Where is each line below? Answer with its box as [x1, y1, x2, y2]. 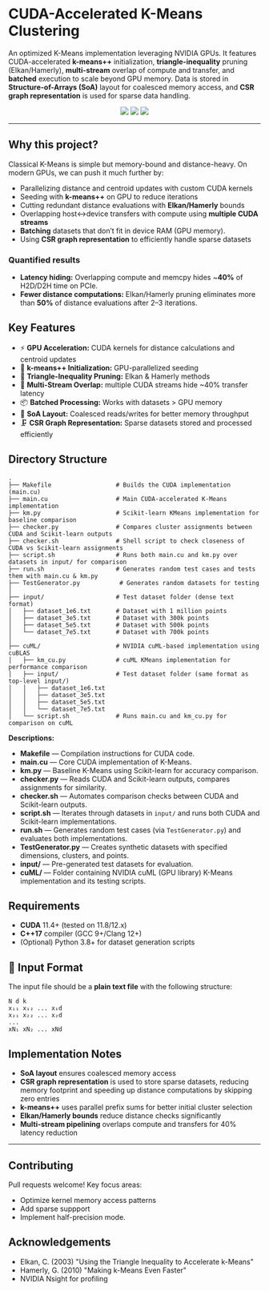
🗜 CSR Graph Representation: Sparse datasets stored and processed [19, 418, 252, 427]
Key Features [8, 321, 76, 335]
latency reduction [19, 1128, 78, 1137]
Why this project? [8, 138, 98, 152]
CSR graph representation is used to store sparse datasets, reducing [19, 1077, 250, 1087]
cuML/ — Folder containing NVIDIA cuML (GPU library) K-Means [19, 868, 234, 877]
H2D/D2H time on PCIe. [19, 281, 98, 291]
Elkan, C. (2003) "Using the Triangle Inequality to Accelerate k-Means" [19, 1257, 254, 1266]
